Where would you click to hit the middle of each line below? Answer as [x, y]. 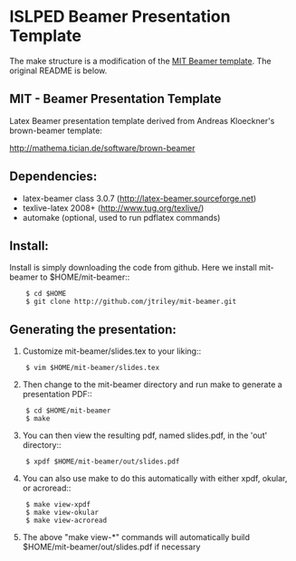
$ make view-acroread [66, 521]
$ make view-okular [62, 513]
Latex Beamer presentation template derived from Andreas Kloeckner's [142, 120]
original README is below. [58, 71]
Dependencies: [53, 177]
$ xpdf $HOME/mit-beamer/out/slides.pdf [103, 462]
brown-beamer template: [56, 130]
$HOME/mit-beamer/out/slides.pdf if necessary [111, 547]
